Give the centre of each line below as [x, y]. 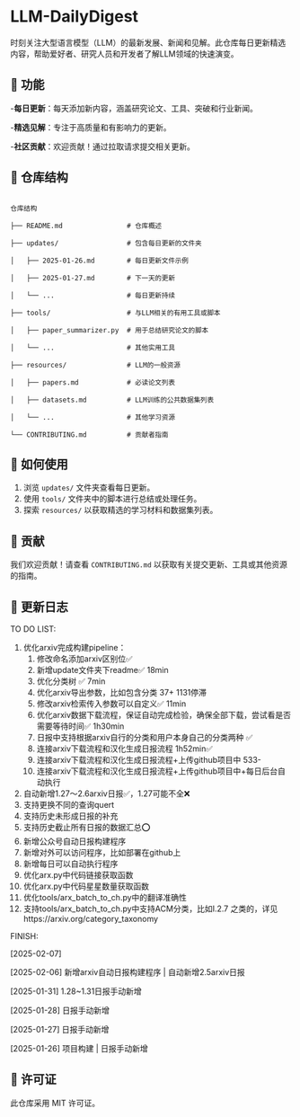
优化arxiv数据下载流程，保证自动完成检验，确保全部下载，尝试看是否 [163, 715]
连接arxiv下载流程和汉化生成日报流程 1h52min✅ [125, 749]
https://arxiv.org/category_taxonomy [91, 919]
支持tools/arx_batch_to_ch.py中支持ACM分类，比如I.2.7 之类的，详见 [150, 909]
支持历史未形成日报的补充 [71, 816]
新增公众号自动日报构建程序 [75, 841]
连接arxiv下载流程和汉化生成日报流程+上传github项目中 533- [149, 760]
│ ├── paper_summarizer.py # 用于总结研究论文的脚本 [110, 330]
